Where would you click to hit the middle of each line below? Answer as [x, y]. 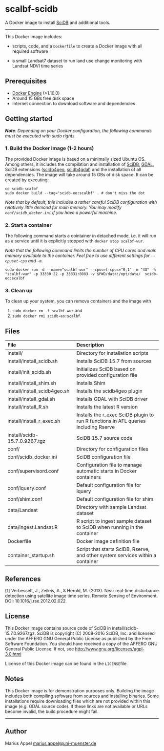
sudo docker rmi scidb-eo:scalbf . [47, 316]
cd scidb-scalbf [21, 189]
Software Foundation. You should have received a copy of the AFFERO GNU [81, 644]
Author [16, 731]
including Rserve [96, 427]
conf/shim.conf [25, 499]
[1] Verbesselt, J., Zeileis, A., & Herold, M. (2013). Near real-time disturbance [82, 591]
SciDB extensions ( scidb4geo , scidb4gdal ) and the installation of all [73, 169]
